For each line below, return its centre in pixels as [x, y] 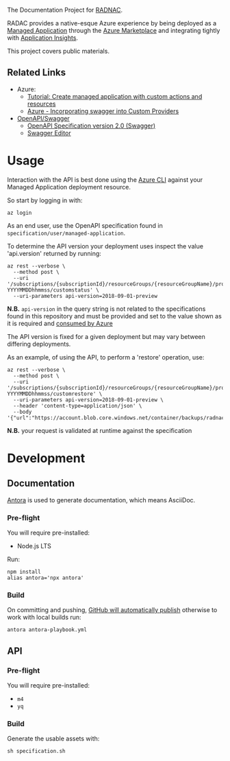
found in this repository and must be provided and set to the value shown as [115, 316]
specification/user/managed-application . [66, 233]
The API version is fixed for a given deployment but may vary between [106, 336]
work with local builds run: [44, 618]
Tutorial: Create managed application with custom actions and [115, 96]
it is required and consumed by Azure [60, 323]
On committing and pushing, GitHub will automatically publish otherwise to [112, 610]
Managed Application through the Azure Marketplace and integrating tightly [114, 31]
